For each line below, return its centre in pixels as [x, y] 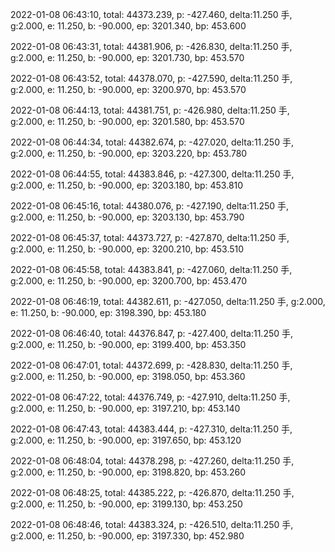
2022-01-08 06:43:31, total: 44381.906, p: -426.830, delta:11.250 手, [151, 46]
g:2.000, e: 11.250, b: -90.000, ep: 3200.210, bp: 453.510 [127, 249]
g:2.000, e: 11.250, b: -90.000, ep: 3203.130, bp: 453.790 [127, 217]
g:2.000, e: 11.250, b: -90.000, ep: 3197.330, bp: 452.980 [127, 536]
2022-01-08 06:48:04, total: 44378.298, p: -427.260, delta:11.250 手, [152, 461]
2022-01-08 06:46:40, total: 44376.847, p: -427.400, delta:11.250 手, [152, 333]
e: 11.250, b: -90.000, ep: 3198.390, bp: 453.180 [108, 312]
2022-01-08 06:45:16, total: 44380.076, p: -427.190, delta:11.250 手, [150, 206]
